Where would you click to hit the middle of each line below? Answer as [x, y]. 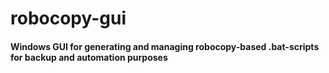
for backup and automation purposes [89, 57]
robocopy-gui [68, 18]
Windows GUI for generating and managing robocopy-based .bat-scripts [165, 46]
